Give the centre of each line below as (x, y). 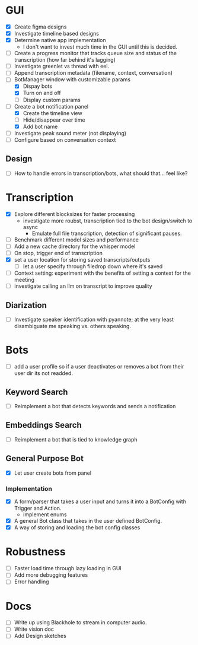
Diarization (26, 305)
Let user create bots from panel (53, 473)
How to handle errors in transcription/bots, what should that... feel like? (101, 173)
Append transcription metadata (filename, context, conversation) (93, 73)
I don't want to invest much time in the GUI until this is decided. (100, 47)
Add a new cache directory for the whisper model (75, 246)
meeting (24, 280)
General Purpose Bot (45, 458)
